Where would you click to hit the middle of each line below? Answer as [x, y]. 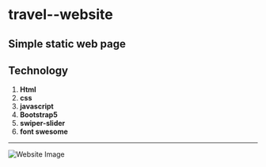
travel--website [61, 15]
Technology [38, 70]
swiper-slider [42, 123]
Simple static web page [67, 44]
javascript [36, 106]
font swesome [44, 131]
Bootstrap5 [38, 115]
